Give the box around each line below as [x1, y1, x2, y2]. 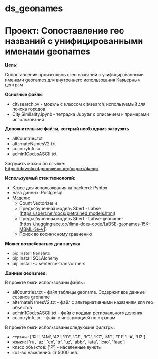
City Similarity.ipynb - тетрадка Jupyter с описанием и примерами [12, 111, 149, 117]
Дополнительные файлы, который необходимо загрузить [5, 126, 130, 132]
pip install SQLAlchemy [12, 255, 59, 261]
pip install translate [12, 250, 50, 256]
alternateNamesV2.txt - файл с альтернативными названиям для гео [12, 299, 153, 305]
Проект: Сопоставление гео [5, 25, 124, 37]
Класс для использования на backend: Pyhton [12, 185, 108, 190]
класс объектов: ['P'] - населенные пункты [12, 344, 102, 350]
